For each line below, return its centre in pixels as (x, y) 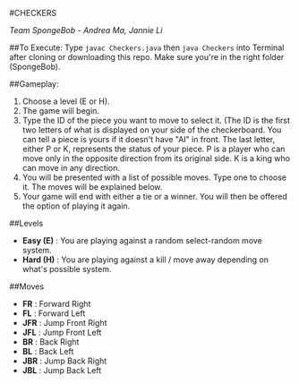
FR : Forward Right (56, 304)
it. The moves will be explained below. (92, 187)
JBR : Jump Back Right (64, 361)
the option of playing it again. (76, 206)
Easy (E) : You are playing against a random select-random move (142, 240)
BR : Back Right (51, 342)
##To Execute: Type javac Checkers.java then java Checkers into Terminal (147, 47)
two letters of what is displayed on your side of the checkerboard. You (152, 130)
